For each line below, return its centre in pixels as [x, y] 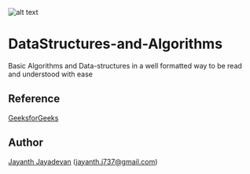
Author [26, 143]
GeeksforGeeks [33, 117]
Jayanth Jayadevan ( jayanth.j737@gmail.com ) [83, 161]
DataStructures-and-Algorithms [115, 44]
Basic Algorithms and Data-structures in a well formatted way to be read [125, 65]
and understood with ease [50, 74]
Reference [34, 99]
